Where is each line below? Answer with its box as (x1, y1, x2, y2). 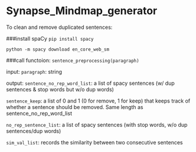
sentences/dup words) (6, 127, 61, 134)
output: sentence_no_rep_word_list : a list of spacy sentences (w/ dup (6, 80, 175, 87)
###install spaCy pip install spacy (6, 35, 94, 42)
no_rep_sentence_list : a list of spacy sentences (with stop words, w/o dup (6, 121, 188, 128)
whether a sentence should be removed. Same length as (6, 103, 143, 110)
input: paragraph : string (6, 68, 63, 75)
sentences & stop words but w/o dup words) (6, 85, 114, 92)
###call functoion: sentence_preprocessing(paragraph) (6, 57, 140, 64)
